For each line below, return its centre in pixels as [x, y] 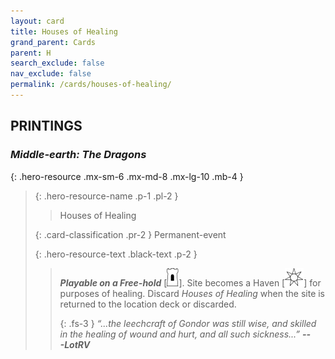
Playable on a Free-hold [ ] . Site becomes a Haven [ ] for [190, 282]
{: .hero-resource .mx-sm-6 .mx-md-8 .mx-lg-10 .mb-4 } [127, 176]
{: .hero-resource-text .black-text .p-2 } [116, 254]
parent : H [31, 53]
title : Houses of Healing [64, 31]
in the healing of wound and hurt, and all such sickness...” [180, 334]
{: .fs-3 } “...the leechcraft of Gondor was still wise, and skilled [188, 323]
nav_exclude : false [51, 74]
